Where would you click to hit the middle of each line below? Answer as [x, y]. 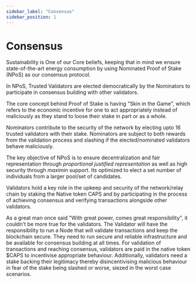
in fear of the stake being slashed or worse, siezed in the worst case [89, 268]
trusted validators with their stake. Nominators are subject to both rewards [96, 134]
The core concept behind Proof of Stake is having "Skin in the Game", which [98, 104]
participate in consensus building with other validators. [72, 92]
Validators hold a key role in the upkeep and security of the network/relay [95, 188]
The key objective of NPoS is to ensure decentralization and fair [83, 158]
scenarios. [19, 274]
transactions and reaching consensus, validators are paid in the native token [98, 249]
